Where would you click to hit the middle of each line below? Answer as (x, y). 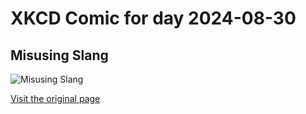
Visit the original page (55, 98)
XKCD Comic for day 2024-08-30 (153, 18)
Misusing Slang (59, 55)
